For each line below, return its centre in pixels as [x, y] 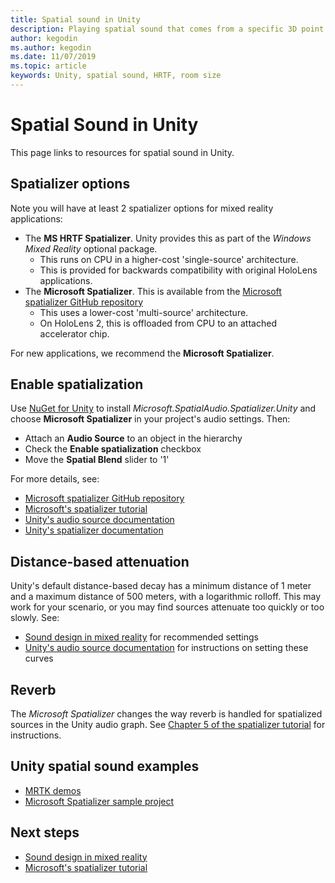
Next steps [45, 832]
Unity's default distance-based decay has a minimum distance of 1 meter [161, 586]
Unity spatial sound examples [105, 766]
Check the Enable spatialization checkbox [113, 449]
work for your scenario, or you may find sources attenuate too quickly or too [167, 607]
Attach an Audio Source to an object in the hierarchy [133, 438]
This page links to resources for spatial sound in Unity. [122, 152]
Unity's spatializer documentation [94, 530]
